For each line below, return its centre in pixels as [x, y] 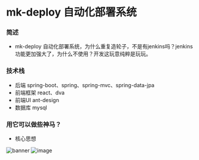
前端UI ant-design [37, 100]
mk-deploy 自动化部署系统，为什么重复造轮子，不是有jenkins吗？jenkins [104, 47]
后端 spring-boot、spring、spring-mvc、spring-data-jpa [85, 85]
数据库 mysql [31, 107]
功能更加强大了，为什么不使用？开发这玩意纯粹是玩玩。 [83, 54]
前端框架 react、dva [39, 93]
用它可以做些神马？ [34, 124]
